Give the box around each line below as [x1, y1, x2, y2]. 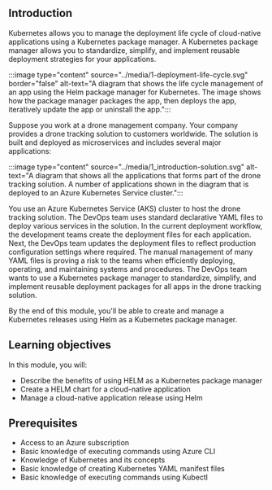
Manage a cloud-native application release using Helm [19, 392, 203, 402]
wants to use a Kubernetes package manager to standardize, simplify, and [8, 273, 257, 282]
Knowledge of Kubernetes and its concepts [19, 455, 166, 465]
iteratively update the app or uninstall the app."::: [8, 104, 171, 114]
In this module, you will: [8, 360, 88, 370]
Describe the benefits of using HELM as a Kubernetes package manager [19, 375, 262, 385]
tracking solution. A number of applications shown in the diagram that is [8, 179, 249, 189]
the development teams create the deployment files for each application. [8, 230, 252, 239]
